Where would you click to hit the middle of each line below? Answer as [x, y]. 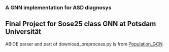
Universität [23, 32]
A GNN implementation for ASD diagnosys [58, 8]
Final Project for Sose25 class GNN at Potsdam [81, 24]
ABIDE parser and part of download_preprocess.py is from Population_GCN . [84, 44]
